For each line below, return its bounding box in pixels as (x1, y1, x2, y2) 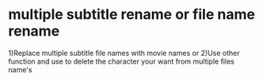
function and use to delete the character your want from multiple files (8, 57, 235, 66)
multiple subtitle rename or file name (8, 6, 256, 24)
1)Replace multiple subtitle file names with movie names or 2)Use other (8, 48, 240, 57)
